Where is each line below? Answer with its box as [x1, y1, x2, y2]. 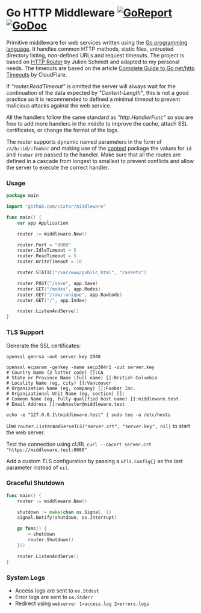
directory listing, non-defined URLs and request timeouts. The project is [6, 51, 185, 59]
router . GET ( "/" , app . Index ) [17, 297, 87, 303]
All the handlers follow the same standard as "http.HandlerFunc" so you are [6, 114, 194, 121]
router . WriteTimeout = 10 [17, 258, 82, 265]
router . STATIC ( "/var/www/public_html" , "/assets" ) [17, 269, 147, 276]
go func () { [17, 525, 47, 531]
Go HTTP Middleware [6, 6, 116, 20]
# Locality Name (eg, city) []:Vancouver [6, 380, 112, 386]
